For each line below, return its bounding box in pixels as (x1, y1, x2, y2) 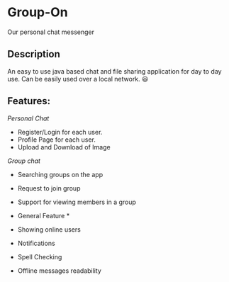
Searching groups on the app (17, 170, 104, 179)
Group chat (7, 157, 41, 165)
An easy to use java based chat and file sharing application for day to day (7, 67, 222, 75)
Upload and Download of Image (17, 142, 111, 151)
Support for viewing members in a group (17, 198, 137, 206)
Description (7, 48, 60, 60)
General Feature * (17, 211, 70, 220)
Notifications (17, 239, 55, 247)
